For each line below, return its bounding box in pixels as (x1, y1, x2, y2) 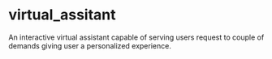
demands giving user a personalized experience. (8, 40, 172, 50)
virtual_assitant (8, 6, 116, 24)
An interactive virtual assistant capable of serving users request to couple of (8, 32, 265, 42)
